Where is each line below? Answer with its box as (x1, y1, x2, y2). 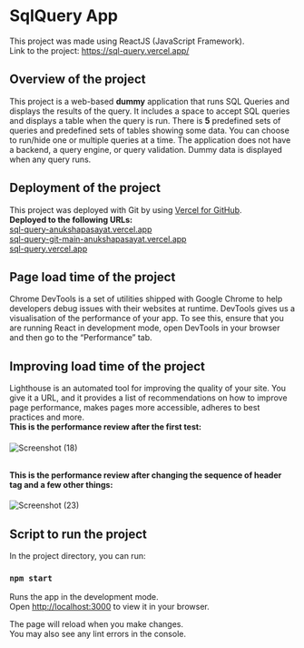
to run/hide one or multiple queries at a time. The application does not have (9, 134, 291, 146)
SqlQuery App (9, 5, 118, 26)
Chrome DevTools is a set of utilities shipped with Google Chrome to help (9, 293, 283, 305)
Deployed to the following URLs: (9, 214, 133, 225)
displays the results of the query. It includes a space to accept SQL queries (9, 106, 290, 116)
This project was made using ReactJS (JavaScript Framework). (9, 35, 245, 46)
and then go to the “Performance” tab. (9, 332, 152, 343)
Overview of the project (9, 72, 147, 87)
